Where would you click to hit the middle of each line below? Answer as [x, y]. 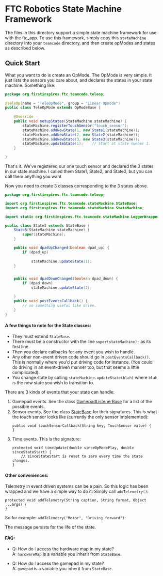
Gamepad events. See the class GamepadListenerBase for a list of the [82, 401]
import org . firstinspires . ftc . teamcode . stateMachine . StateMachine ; [75, 208]
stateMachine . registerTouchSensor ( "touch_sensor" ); [76, 125]
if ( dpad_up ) [36, 252]
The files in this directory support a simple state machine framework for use [81, 32]
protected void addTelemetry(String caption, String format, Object [76, 500]
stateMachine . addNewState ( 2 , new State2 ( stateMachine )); [81, 135]
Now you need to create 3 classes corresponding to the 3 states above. [76, 186]
